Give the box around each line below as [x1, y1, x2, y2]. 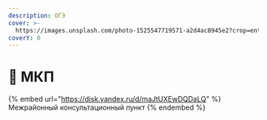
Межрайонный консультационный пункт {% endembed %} [8, 103, 207, 112]
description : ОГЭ [8, 11, 66, 20]
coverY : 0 [8, 33, 41, 42]
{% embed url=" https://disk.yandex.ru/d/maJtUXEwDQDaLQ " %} [8, 95, 222, 104]
